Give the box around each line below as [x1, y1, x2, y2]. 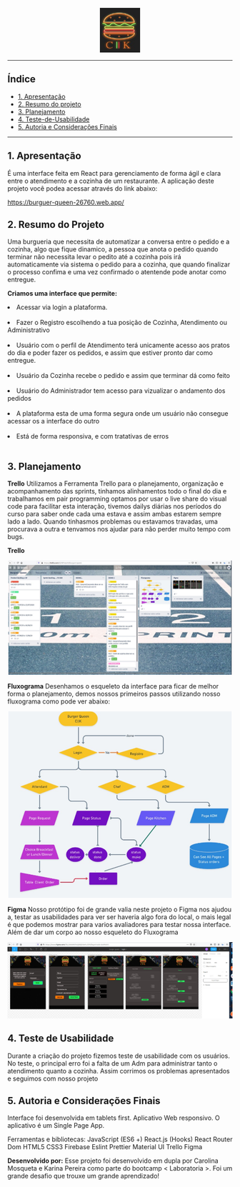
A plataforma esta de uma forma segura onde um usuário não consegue [16, 409, 229, 418]
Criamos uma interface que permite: [7, 289, 118, 298]
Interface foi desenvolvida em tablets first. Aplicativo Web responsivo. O [7, 1113, 220, 1122]
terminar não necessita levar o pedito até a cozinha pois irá [7, 253, 181, 261]
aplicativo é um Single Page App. [7, 1121, 105, 1130]
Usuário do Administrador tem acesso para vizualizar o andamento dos [16, 386, 226, 395]
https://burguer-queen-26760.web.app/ [7, 198, 125, 206]
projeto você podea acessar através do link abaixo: [7, 184, 158, 193]
